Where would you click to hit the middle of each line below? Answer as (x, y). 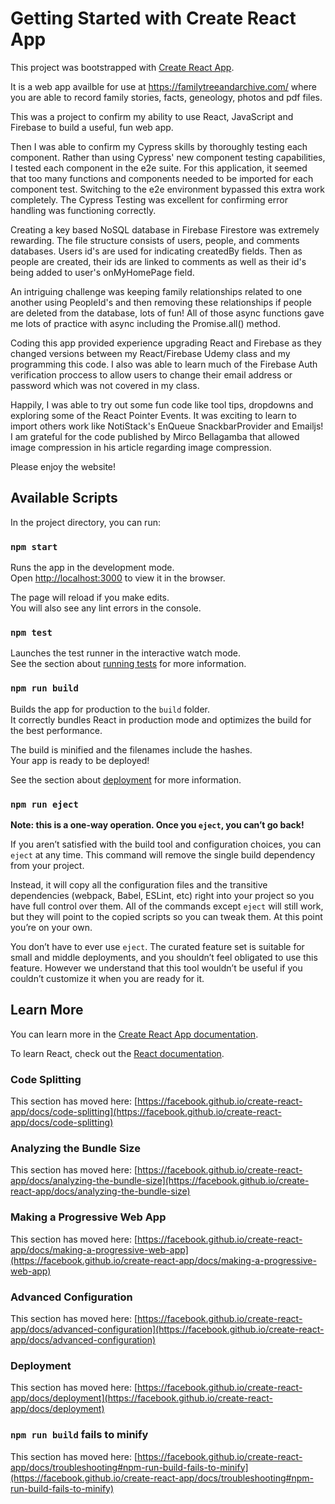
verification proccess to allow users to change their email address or (151, 374)
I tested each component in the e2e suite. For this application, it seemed (159, 168)
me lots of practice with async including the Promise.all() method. (145, 323)
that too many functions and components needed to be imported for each (162, 178)
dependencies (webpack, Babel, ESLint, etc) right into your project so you (162, 895)
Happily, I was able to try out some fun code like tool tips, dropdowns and (162, 404)
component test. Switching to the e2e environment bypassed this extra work (168, 189)
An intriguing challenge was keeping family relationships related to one (156, 291)
